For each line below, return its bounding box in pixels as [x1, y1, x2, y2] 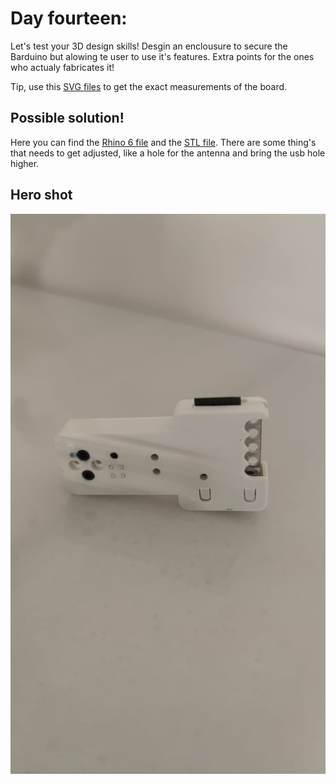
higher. [10, 157, 40, 169]
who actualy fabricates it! [10, 61, 115, 73]
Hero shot [10, 187, 73, 204]
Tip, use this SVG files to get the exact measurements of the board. [10, 80, 288, 92]
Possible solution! [10, 110, 125, 127]
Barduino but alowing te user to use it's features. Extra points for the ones [10, 50, 315, 62]
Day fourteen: [10, 7, 128, 30]
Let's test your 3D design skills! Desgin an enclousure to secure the [10, 40, 288, 52]
